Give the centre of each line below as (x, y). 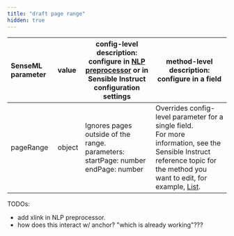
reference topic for (186, 160)
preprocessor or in (117, 70)
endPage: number (114, 169)
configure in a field (189, 79)
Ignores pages (108, 125)
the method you (181, 169)
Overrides (172, 108)
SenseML (27, 66)
